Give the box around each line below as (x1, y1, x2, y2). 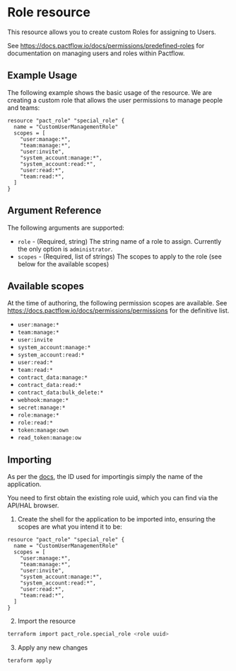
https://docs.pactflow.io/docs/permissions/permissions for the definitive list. (7, 306, 230, 315)
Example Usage (7, 69, 78, 81)
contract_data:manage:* (17, 374, 88, 381)
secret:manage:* (17, 405, 66, 412)
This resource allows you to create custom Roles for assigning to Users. (7, 28, 217, 36)
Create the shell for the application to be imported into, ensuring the (17, 515, 216, 524)
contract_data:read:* (17, 382, 81, 389)
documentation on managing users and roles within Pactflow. (7, 49, 185, 57)
